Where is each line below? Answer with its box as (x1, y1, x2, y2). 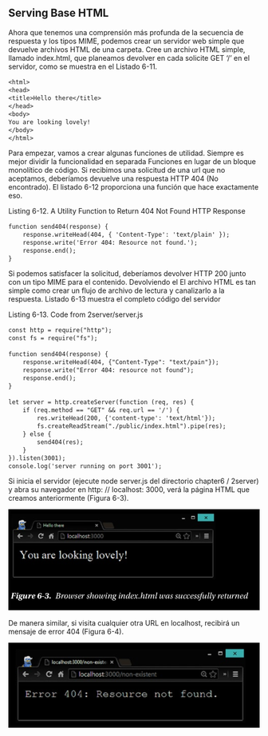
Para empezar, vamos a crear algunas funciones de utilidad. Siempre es (8, 148, 245, 158)
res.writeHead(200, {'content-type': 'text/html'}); (37, 414, 216, 422)
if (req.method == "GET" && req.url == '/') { (22, 406, 180, 414)
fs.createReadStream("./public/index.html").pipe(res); (37, 422, 227, 430)
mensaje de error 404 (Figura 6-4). (8, 626, 124, 636)
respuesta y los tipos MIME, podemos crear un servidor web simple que (8, 36, 245, 46)
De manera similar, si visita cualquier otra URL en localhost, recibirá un (8, 618, 240, 627)
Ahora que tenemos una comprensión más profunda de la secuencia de (8, 27, 244, 37)
